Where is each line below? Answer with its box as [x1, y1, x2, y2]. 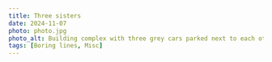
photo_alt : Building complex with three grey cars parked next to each [8, 34, 255, 43]
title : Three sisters [8, 11, 82, 20]
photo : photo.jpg [8, 27, 67, 35]
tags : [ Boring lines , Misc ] [8, 42, 104, 50]
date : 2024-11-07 [8, 19, 67, 27]
